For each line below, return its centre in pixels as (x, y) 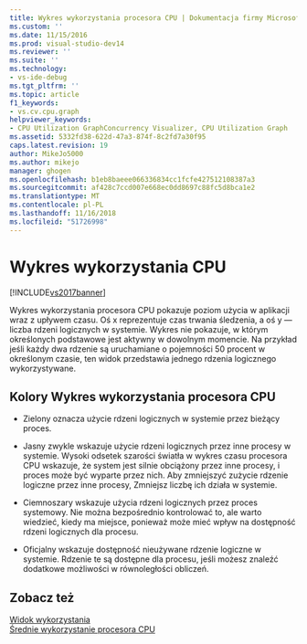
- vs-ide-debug (38, 78)
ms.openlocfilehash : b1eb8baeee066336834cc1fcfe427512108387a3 (132, 179)
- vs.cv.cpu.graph (44, 111)
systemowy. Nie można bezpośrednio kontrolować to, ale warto (142, 512)
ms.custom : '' (37, 26)
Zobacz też (42, 598)
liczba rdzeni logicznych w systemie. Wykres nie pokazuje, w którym (139, 329)
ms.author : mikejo (44, 162)
